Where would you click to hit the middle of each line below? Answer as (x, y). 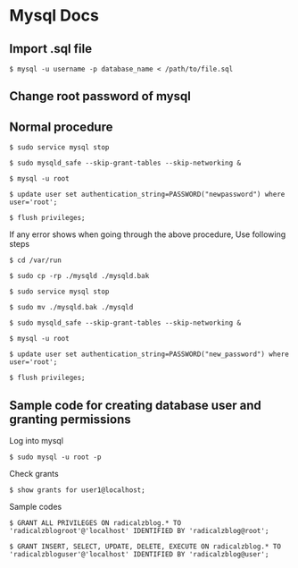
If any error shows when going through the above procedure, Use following (148, 234)
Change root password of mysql (100, 96)
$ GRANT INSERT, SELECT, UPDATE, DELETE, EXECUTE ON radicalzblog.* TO (145, 547)
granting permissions (70, 419)
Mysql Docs (54, 16)
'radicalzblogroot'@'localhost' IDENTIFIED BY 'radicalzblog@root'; (139, 531)
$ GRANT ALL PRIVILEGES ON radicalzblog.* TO (95, 523)
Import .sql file (50, 49)
